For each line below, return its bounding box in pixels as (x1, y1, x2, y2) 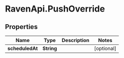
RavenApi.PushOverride (5, 3, 106, 14)
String (42, 45, 57, 52)
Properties (5, 23, 38, 31)
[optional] (94, 45, 117, 52)
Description (61, 37, 89, 43)
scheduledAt (7, 45, 38, 52)
